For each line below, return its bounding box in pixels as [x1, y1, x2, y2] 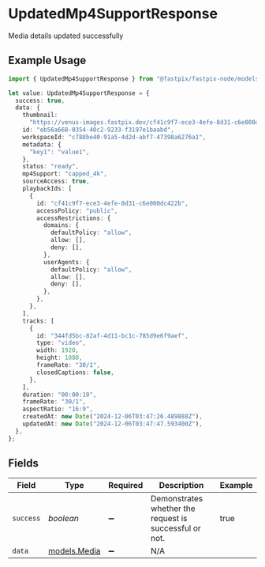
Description [159, 480, 204, 491]
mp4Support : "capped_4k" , [22, 170, 108, 178]
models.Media [48, 546, 101, 557]
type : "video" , [36, 339, 87, 347]
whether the [151, 503, 196, 514]
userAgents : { [43, 258, 90, 266]
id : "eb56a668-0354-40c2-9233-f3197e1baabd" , [22, 126, 175, 134]
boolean [48, 513, 79, 524]
